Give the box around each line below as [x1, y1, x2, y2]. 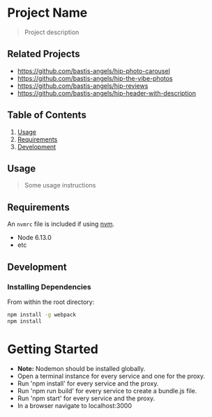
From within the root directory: [7, 298, 95, 306]
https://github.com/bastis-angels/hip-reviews [17, 82, 149, 90]
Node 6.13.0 [17, 234, 52, 242]
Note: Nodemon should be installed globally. [17, 364, 146, 372]
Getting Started [7, 341, 99, 357]
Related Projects [7, 48, 80, 60]
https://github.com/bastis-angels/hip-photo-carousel [17, 66, 171, 75]
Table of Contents [7, 109, 87, 121]
